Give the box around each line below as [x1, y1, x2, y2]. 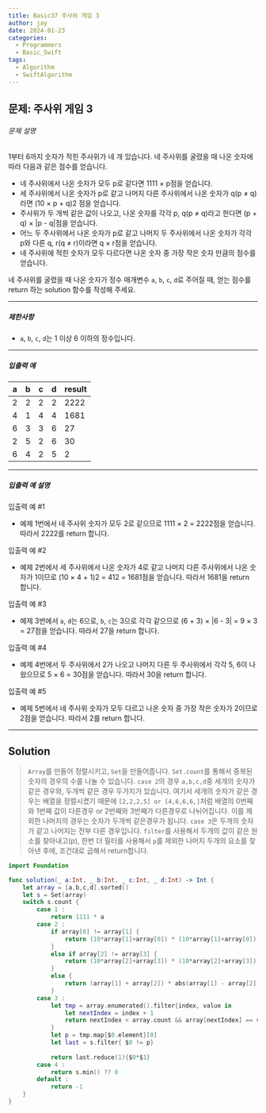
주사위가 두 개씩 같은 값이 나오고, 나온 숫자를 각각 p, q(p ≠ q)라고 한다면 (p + [19, 208, 257, 218]
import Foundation [8, 861, 69, 870]
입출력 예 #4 [8, 643, 47, 652]
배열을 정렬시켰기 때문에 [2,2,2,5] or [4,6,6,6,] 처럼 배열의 [42, 796, 234, 806]
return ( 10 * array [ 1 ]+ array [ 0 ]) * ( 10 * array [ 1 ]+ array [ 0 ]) [64, 935, 257, 943]
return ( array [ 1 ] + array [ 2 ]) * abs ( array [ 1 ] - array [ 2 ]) [64, 980, 260, 987]
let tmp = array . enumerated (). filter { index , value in [50, 1002, 232, 1010]
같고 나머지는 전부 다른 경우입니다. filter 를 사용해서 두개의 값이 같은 [36, 825, 249, 835]
